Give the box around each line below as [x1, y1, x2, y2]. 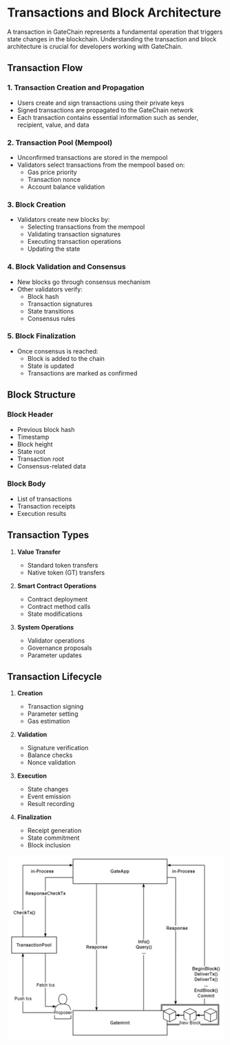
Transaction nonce [27, 175, 81, 183]
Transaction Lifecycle [7, 671, 102, 683]
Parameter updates [27, 651, 83, 659]
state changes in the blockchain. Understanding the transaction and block [7, 34, 217, 43]
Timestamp [17, 433, 50, 441]
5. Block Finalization [7, 331, 76, 341]
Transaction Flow [7, 62, 83, 74]
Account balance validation [27, 183, 105, 191]
